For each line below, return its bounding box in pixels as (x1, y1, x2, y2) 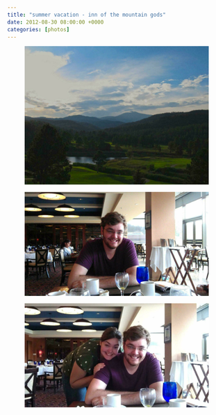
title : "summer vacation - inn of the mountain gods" (7, 11, 167, 18)
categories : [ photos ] (7, 26, 70, 33)
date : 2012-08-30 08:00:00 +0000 (7, 18, 104, 26)
